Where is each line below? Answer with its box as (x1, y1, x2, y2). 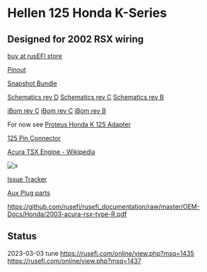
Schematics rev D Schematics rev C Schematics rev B (7, 93, 165, 101)
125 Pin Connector (7, 134, 61, 142)
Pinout (7, 66, 26, 73)
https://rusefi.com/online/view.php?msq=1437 (7, 256, 141, 265)
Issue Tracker (7, 175, 47, 183)
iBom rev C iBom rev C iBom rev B (7, 107, 107, 114)
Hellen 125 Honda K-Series (7, 5, 167, 21)
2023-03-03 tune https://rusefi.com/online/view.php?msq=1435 (7, 249, 194, 257)
